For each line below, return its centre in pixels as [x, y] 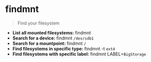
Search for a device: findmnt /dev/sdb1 [53, 38]
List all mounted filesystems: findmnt [51, 32]
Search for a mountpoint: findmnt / [49, 43]
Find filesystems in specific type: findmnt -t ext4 [64, 48]
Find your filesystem [38, 23]
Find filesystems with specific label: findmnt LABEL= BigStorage [79, 54]
